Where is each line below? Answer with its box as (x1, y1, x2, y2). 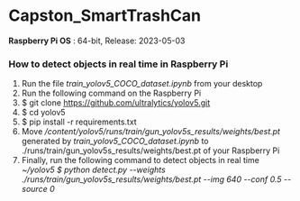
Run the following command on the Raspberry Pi (21, 87, 202, 99)
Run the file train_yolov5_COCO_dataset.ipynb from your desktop (21, 78, 263, 89)
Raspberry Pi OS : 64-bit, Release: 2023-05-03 (8, 35, 186, 46)
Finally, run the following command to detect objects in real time (21, 155, 260, 166)
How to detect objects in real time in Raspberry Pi (8, 58, 229, 70)
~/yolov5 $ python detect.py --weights (21, 164, 166, 176)
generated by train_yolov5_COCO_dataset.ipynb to (21, 136, 209, 147)
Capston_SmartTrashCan (8, 5, 202, 26)
